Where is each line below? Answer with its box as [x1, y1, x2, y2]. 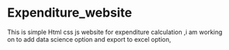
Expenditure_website [7, 5, 132, 21]
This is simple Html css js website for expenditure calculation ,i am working [7, 28, 223, 36]
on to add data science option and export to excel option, [7, 35, 172, 43]
